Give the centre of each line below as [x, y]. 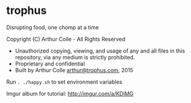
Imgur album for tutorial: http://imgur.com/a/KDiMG [70, 93]
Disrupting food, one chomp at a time [53, 27]
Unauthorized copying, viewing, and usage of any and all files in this [100, 51]
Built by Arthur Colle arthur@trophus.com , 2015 [74, 70]
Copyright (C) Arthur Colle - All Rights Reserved [66, 39]
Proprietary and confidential [50, 64]
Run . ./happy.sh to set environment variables [64, 82]
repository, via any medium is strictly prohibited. [75, 57]
